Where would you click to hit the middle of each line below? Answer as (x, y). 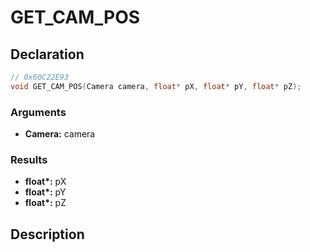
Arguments (38, 112)
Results (29, 159)
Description (47, 234)
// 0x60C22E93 (40, 77)
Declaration (47, 54)
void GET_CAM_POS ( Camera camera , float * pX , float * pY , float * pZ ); (156, 86)
